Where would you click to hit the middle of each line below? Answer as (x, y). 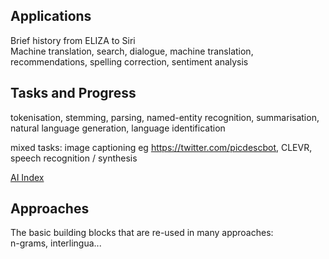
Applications (51, 16)
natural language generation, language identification (118, 128)
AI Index (27, 177)
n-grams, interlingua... (56, 243)
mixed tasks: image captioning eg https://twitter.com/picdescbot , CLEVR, (161, 147)
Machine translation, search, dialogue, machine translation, (132, 51)
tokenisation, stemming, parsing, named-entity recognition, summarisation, (165, 117)
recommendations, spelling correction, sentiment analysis (129, 61)
